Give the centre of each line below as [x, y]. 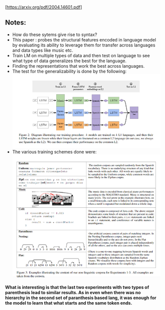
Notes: [16, 22]
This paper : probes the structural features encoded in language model [84, 39]
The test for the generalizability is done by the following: [69, 71]
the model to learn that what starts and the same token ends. [69, 303]
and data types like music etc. [43, 50]
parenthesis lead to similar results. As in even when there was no [73, 293]
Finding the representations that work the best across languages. [78, 66]
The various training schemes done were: [54, 152]
